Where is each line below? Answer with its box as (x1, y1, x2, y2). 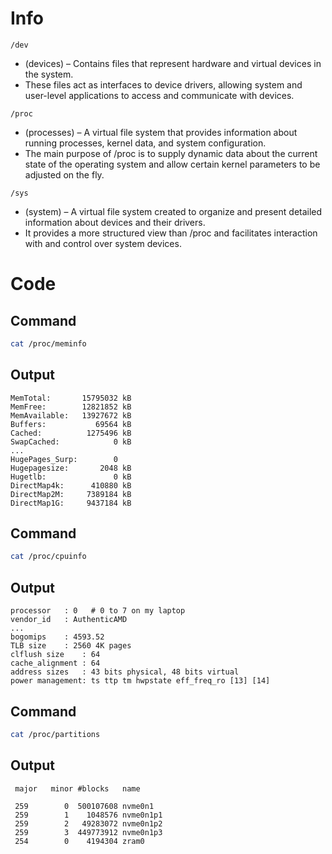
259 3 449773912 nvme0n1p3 (14, 827, 163, 837)
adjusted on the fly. (24, 168, 105, 181)
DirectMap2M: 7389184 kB (10, 489, 132, 499)
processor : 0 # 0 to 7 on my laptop (10, 606, 186, 616)
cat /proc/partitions (10, 729, 101, 739)
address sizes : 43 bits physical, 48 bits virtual (10, 667, 240, 677)
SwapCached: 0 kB (10, 437, 132, 447)
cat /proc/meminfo (10, 338, 87, 349)
